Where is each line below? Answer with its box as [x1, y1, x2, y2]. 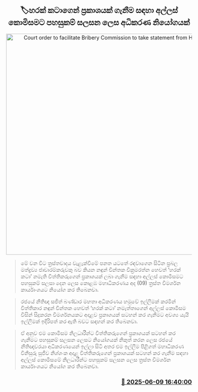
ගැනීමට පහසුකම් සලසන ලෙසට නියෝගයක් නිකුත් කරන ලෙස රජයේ [20, 336, 173, 343]
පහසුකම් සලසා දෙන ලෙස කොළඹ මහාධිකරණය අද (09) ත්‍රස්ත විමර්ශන [20, 279, 181, 286]
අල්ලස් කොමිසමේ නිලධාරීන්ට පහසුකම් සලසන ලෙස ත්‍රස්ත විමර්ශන [20, 356, 171, 363]
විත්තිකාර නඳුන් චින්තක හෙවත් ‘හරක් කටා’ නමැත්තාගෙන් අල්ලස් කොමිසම [20, 304, 187, 311]
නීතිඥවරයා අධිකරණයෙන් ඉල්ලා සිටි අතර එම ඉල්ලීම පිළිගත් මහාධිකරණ [20, 342, 184, 350]
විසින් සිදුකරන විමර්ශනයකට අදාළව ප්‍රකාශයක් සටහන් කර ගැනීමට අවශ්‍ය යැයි [20, 311, 189, 318]
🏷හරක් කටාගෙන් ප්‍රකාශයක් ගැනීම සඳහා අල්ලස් [20, 5, 178, 15]
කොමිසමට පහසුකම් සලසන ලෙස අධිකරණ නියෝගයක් [8, 18, 190, 28]
